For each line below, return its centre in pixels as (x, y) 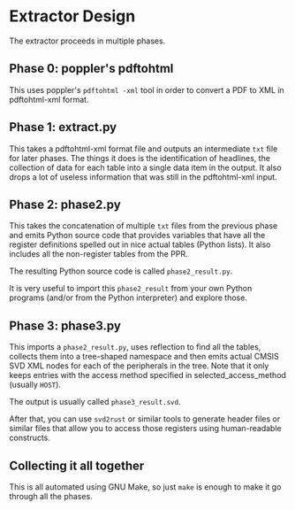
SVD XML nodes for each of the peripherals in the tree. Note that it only (139, 366)
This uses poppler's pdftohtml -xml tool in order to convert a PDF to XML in (147, 89)
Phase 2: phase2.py (65, 204)
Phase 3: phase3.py (65, 325)
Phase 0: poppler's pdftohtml (91, 69)
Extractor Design (72, 16)
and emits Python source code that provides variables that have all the (137, 236)
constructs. (30, 438)
